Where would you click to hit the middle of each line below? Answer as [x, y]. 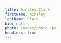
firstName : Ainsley [25, 14]
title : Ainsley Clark [28, 10]
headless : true [21, 33]
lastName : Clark [22, 19]
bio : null [15, 23]
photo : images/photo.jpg [31, 28]
